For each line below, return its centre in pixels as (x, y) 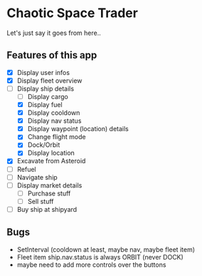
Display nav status (54, 121)
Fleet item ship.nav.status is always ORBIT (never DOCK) (100, 257)
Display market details (49, 185)
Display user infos (43, 72)
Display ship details (46, 88)
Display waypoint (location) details (78, 129)
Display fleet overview (49, 81)
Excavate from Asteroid (51, 161)
